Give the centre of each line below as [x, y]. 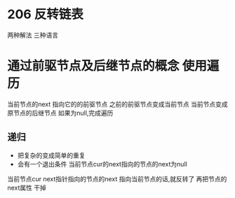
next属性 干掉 [27, 188]
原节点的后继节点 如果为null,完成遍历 [60, 113]
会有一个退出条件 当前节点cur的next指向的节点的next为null [102, 164]
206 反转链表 [46, 14]
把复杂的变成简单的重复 [51, 155]
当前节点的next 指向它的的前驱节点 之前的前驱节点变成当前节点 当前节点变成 [117, 104]
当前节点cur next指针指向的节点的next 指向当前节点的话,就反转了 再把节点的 [117, 178]
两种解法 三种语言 [33, 35]
